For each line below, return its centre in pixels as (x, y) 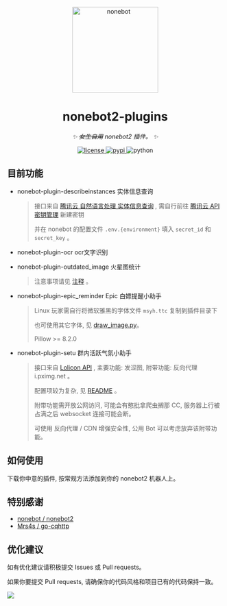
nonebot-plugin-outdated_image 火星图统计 (79, 267)
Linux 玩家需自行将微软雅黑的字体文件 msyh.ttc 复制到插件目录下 (126, 310)
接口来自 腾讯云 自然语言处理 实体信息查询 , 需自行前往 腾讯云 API (127, 206)
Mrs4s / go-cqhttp (43, 526)
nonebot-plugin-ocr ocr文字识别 (62, 252)
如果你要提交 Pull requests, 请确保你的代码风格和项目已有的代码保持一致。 (112, 582)
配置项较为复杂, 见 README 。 (77, 390)
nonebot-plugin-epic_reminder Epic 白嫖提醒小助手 (89, 295)
